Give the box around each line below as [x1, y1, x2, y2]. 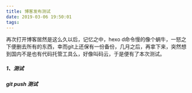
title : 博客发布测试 [6, 8, 51, 15]
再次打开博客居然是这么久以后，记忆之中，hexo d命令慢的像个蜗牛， [6, 36, 172, 43]
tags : [6, 19, 19, 25]
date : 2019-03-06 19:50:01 [6, 14, 72, 20]
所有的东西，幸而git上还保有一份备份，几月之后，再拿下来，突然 [26, 43, 181, 50]
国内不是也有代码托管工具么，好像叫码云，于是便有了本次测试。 [11, 51, 165, 58]
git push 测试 [6, 81, 38, 88]
